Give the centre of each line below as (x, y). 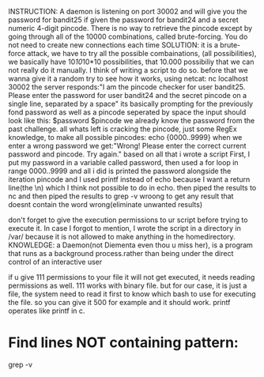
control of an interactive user (55, 262)
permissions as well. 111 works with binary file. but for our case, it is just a (128, 285)
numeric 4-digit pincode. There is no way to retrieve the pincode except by (130, 28)
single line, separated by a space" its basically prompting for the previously (131, 104)
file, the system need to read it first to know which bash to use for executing (132, 294)
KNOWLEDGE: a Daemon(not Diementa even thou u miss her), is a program (130, 245)
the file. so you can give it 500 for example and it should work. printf (119, 302)
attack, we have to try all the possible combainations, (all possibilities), (142, 53)
